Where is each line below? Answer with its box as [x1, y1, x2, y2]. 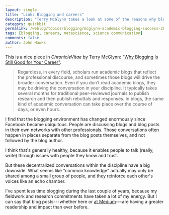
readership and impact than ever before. [5, 204, 89, 210]
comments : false [5, 36, 39, 41]
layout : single [5, 7, 37, 13]
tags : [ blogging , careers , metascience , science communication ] [5, 31, 143, 36]
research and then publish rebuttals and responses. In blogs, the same [17, 95, 164, 101]
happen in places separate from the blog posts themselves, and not [5, 132, 145, 138]
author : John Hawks [5, 40, 46, 45]
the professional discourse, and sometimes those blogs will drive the [17, 74, 160, 80]
